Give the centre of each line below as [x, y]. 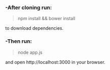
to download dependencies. [34, 28]
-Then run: [19, 41]
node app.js [30, 52]
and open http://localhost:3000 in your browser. [55, 62]
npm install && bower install [46, 19]
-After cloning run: [29, 8]
